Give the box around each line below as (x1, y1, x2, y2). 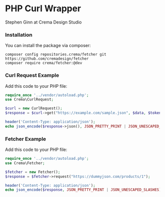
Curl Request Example (5, 72, 59, 79)
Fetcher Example (5, 135, 47, 142)
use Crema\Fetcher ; (5, 160, 45, 166)
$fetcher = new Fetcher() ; (5, 170, 60, 174)
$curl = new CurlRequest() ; (5, 106, 63, 111)
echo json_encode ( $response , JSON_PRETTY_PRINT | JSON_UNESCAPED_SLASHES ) (5, 187, 162, 193)
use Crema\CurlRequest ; (5, 97, 54, 102)
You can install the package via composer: (5, 43, 91, 49)
